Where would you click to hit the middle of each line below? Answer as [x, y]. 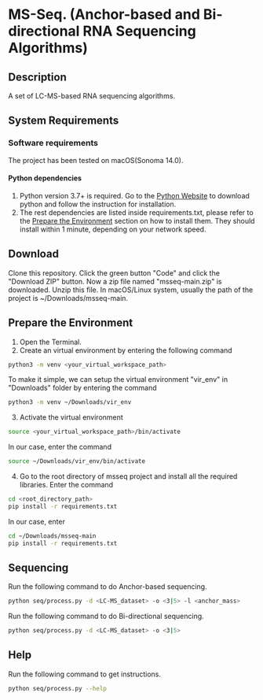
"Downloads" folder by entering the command [82, 388]
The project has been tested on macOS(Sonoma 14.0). [96, 160]
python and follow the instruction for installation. [98, 204]
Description [37, 77]
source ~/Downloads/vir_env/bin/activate [77, 461]
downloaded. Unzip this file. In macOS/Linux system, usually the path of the [131, 290]
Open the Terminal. [51, 342]
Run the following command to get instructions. [85, 674]
